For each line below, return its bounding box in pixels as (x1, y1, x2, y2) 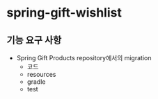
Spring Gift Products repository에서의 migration (16, 54, 152, 62)
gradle (26, 78, 46, 86)
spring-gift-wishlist (6, 5, 123, 21)
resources (26, 71, 56, 78)
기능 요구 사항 (6, 34, 62, 46)
